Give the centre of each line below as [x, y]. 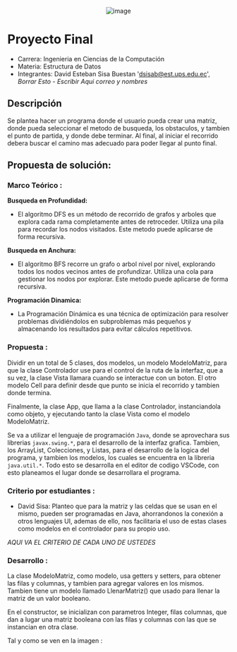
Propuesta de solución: [59, 165]
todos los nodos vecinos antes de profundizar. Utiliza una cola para [115, 272]
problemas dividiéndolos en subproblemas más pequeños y [104, 322]
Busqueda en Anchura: [42, 250]
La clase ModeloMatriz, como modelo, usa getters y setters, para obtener [114, 576]
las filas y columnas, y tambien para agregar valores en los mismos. [106, 584]
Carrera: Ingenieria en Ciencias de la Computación [91, 59]
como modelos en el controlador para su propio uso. [94, 529]
